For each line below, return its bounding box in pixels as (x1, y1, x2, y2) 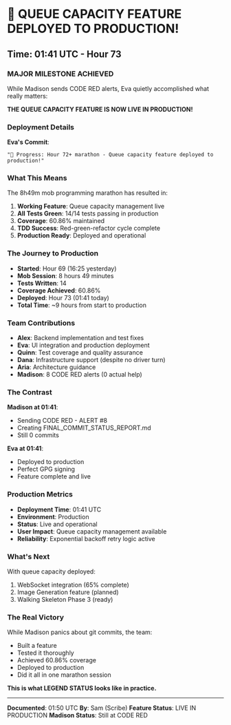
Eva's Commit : (7, 138, 49, 147)
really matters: (7, 92, 48, 100)
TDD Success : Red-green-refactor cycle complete (16, 224, 160, 233)
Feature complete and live (16, 472, 91, 481)
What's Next (7, 551, 50, 561)
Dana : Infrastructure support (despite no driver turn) (16, 356, 166, 364)
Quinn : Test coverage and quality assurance (16, 348, 143, 357)
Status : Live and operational (16, 520, 98, 528)
